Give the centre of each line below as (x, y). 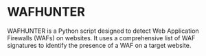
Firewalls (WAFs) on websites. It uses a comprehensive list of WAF (101, 38)
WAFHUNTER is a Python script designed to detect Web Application (103, 31)
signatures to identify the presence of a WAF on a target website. (99, 45)
